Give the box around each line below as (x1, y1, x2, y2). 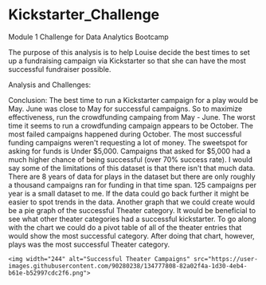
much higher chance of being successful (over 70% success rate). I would (8, 154, 252, 164)
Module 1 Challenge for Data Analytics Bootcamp (8, 32, 169, 42)
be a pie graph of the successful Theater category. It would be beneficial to (8, 205, 256, 215)
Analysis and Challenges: (8, 80, 92, 89)
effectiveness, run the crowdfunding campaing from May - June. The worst (8, 112, 256, 121)
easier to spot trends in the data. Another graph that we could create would (8, 197, 256, 207)
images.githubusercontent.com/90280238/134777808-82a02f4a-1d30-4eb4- (8, 262, 248, 270)
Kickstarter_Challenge (8, 6, 160, 24)
